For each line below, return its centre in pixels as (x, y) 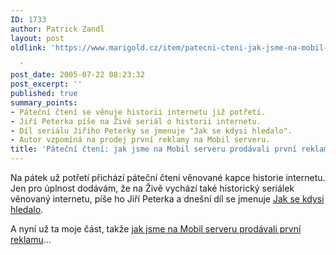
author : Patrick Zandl (57, 29)
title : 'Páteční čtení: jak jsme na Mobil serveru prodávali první (154, 149)
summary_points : (44, 102)
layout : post (37, 38)
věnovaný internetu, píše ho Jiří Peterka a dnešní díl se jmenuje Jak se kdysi (167, 199)
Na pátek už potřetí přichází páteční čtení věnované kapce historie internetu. (168, 177)
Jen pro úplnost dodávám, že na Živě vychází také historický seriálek (152, 188)
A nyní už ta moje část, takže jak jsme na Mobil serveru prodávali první (156, 229)
